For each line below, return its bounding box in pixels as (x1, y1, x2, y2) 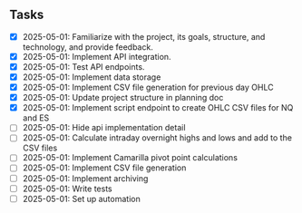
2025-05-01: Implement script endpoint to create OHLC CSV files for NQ (22, 102, 294, 113)
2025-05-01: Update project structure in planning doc (22, 92, 224, 103)
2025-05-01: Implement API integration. (22, 51, 171, 62)
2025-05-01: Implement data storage (22, 72, 161, 82)
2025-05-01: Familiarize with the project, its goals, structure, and (22, 31, 266, 42)
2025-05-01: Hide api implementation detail (22, 122, 186, 133)
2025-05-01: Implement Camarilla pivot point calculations (22, 152, 239, 163)
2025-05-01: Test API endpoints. (22, 61, 145, 72)
